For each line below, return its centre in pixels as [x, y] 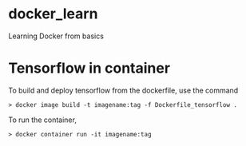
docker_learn [53, 14]
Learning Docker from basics [56, 36]
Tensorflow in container [89, 68]
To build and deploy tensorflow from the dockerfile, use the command [123, 90]
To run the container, [43, 120]
